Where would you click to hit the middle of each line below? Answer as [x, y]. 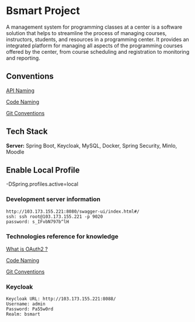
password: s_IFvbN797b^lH [37, 221]
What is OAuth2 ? [27, 249]
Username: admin [26, 304]
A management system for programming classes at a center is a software [94, 27]
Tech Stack [27, 132]
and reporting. [23, 58]
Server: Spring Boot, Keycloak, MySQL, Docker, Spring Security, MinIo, [92, 146]
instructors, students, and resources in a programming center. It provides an [98, 39]
